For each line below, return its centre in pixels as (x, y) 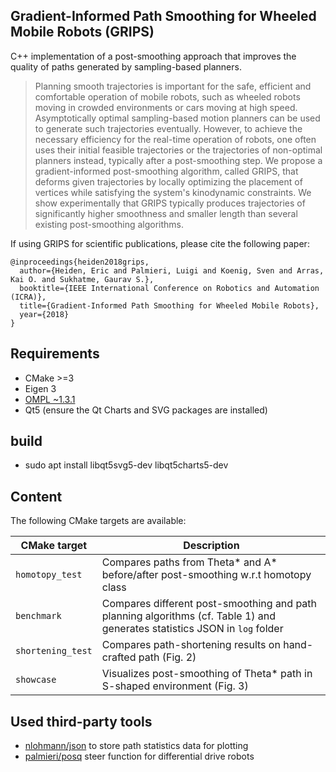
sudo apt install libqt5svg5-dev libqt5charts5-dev (126, 465)
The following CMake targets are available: (98, 521)
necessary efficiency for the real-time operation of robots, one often (175, 139)
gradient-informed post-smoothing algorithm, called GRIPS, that (166, 171)
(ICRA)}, (28, 297)
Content (36, 496)
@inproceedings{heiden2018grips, (80, 262)
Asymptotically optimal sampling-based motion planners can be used (177, 118)
